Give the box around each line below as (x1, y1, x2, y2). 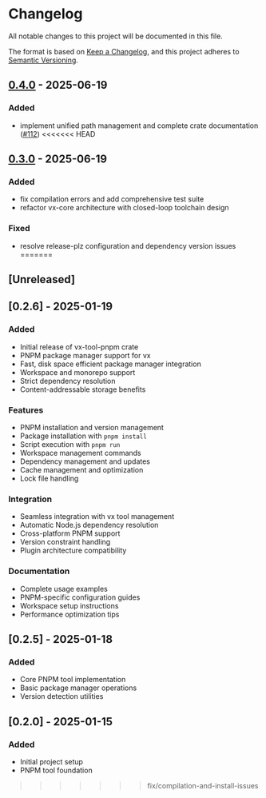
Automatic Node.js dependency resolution (19, 521, 159, 530)
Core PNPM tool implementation (19, 675, 126, 684)
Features (8, 405, 44, 416)
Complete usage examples (19, 584, 108, 593)
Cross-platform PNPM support (19, 529, 121, 538)
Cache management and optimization (19, 465, 144, 474)
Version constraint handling (19, 537, 111, 547)
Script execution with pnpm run (19, 439, 121, 449)
